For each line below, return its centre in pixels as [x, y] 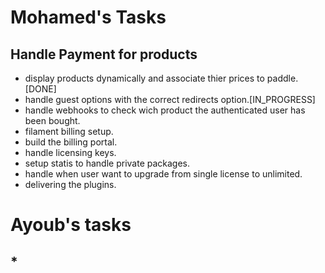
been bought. [52, 120]
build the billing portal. [71, 142]
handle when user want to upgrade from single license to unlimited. [163, 174]
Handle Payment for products [104, 54]
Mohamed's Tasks [88, 17]
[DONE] [40, 89]
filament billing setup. [69, 131]
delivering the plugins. [70, 184]
